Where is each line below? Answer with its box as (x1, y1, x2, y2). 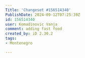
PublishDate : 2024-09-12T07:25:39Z (5, 12, 80, 17)
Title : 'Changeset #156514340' (5, 7, 71, 13)
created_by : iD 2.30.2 (5, 31, 53, 36)
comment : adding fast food (5, 26, 62, 32)
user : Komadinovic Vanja (5, 21, 58, 27)
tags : (5, 36, 17, 41)
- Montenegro (5, 41, 33, 46)
